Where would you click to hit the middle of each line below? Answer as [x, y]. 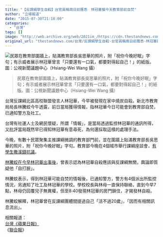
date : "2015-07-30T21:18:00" [34, 18]
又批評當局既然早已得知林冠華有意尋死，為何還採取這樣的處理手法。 [73, 129]
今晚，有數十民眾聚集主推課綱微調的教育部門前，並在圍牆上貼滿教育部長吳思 [81, 140]
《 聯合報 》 [16, 230]
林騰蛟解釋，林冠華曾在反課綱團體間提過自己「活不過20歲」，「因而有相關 [78, 201]
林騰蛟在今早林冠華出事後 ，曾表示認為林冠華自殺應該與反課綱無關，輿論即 [79, 162]
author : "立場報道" [23, 14]
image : [12, 37]
